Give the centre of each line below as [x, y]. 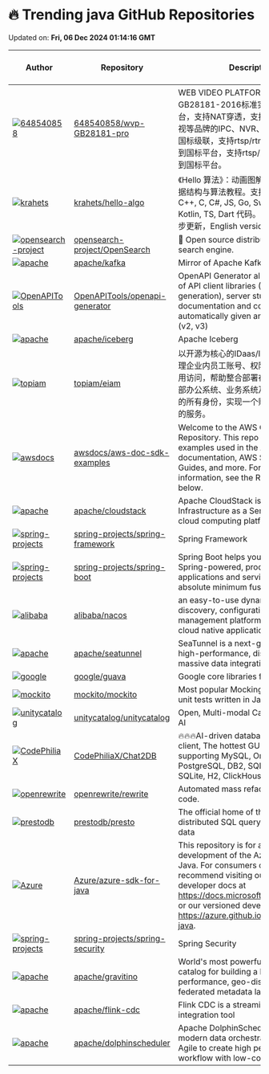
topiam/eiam [97, 383]
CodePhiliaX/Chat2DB [115, 755]
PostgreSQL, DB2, [212, 766]
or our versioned [209, 905]
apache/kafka [100, 263]
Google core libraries [218, 676]
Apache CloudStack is [220, 500]
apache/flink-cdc [106, 1010]
